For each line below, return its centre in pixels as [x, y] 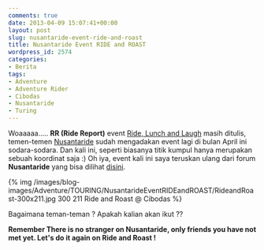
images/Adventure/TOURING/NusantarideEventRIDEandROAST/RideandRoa [131, 190]
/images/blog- [57, 182]
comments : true [33, 15]
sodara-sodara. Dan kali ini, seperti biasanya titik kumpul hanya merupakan [130, 150]
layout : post [30, 30]
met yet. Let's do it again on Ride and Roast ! [82, 238]
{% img [20, 182]
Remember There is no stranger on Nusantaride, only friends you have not [132, 229]
